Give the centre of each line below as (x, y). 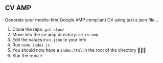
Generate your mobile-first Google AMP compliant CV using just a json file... (82, 20)
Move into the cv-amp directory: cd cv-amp (55, 34)
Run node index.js (31, 45)
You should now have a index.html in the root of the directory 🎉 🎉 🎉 (79, 50)
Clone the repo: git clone (38, 29)
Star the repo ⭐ (27, 55)
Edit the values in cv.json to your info (49, 40)
